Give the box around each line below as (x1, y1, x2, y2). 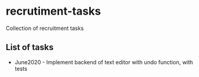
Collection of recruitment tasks (6, 24, 84, 32)
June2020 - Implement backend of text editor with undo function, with (14, 58, 193, 65)
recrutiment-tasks (6, 4, 101, 18)
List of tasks (6, 42, 53, 53)
